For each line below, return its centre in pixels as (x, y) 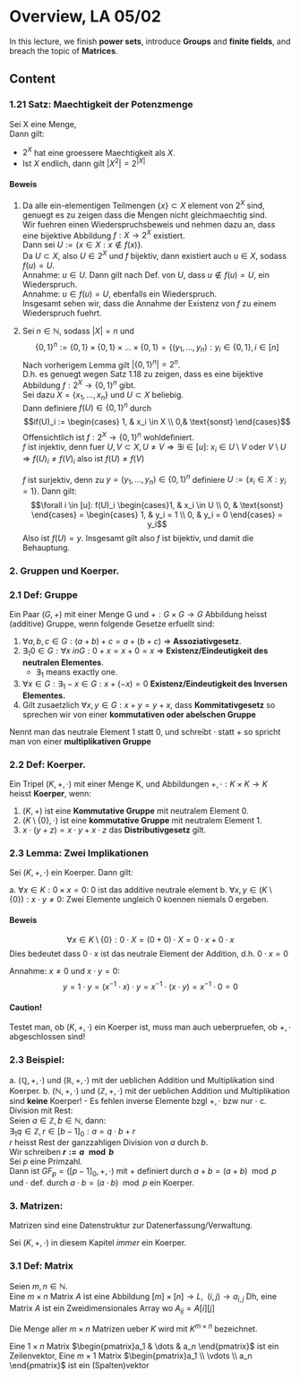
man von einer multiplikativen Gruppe (81, 741)
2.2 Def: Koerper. (48, 764)
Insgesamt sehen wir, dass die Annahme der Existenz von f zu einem (149, 304)
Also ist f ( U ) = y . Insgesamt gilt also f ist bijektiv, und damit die (138, 539)
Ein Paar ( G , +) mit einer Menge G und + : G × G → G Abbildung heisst (138, 615)
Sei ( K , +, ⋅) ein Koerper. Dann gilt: (71, 873)
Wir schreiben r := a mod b (62, 1152)
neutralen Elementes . (63, 663)
